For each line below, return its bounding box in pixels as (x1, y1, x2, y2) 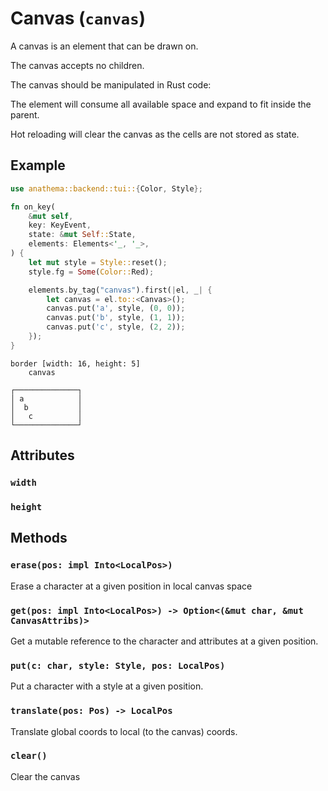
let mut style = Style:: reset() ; (28, 257, 168, 267)
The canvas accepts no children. (10, 59, 145, 71)
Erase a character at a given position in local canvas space (10, 580, 253, 592)
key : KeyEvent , (28, 220, 92, 231)
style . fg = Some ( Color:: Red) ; (28, 267, 155, 277)
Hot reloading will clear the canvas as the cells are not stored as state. (10, 128, 300, 140)
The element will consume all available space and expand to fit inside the (10, 98, 312, 110)
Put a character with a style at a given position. (10, 680, 204, 692)
